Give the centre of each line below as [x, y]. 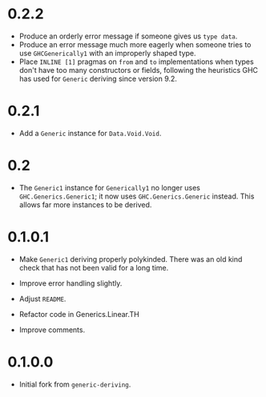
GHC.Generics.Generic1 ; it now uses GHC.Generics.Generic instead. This [137, 196]
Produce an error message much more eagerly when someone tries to [135, 44]
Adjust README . [42, 299]
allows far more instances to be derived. [85, 204]
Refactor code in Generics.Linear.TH [79, 314]
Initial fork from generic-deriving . [75, 384]
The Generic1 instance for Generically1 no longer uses [110, 187]
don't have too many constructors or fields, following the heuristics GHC [138, 70]
